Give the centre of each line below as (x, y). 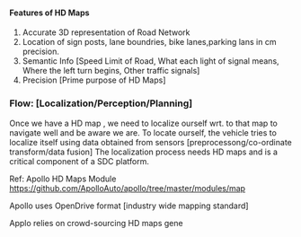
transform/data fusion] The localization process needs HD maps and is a (144, 152)
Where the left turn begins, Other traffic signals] (111, 71)
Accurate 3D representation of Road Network (106, 32)
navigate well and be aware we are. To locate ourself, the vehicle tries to (143, 132)
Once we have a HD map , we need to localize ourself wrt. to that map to (144, 123)
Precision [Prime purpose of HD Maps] (94, 80)
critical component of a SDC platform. (80, 161)
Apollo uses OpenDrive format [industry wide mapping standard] (129, 206)
